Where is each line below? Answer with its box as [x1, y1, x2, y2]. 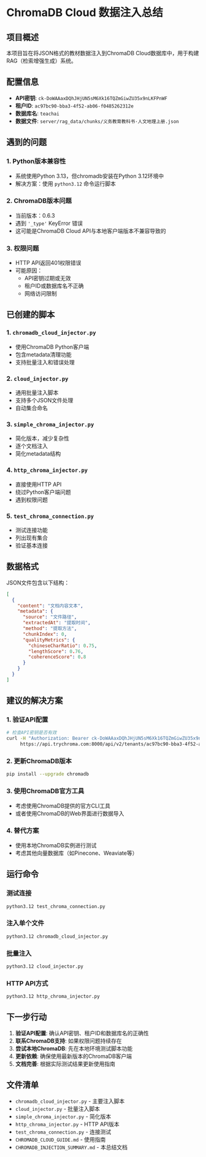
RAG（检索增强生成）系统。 [6, 57, 77, 65]
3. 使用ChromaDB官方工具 [6, 787, 85, 796]
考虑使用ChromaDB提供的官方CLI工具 [15, 802, 111, 809]
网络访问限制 [24, 290, 57, 297]
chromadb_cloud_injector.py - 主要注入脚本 [15, 1097, 125, 1105]
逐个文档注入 [15, 442, 48, 450]
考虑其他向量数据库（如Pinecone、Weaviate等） [15, 849, 138, 857]
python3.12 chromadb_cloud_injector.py [6, 933, 109, 939]
